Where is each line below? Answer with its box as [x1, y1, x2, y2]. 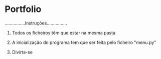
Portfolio [5, 3, 42, 15]
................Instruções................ [5, 20, 67, 26]
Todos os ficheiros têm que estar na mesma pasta [12, 29, 116, 35]
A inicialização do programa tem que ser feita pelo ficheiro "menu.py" [12, 39, 156, 45]
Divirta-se [12, 49, 33, 55]
